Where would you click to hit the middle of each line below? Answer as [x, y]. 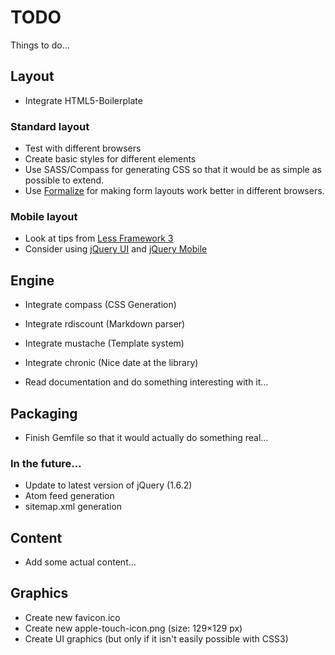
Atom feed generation [69, 496]
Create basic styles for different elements [110, 159]
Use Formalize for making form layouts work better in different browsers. [174, 191]
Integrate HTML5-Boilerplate [83, 100]
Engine [32, 280]
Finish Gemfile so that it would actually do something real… [146, 437]
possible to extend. [64, 180]
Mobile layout [44, 216]
